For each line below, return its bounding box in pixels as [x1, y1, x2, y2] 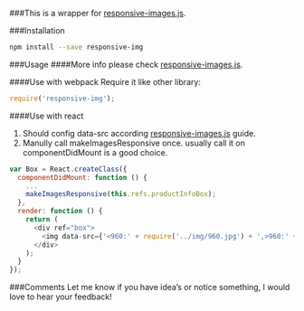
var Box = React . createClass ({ [9, 165, 128, 174]
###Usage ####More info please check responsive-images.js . [9, 59, 243, 70]
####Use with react [9, 110, 84, 121]
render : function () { [17, 207, 103, 216]
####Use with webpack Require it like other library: [9, 76, 202, 87]
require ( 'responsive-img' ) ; [9, 94, 116, 103]
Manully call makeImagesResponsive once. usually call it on [22, 137, 246, 148]
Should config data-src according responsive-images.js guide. [22, 127, 256, 138]
